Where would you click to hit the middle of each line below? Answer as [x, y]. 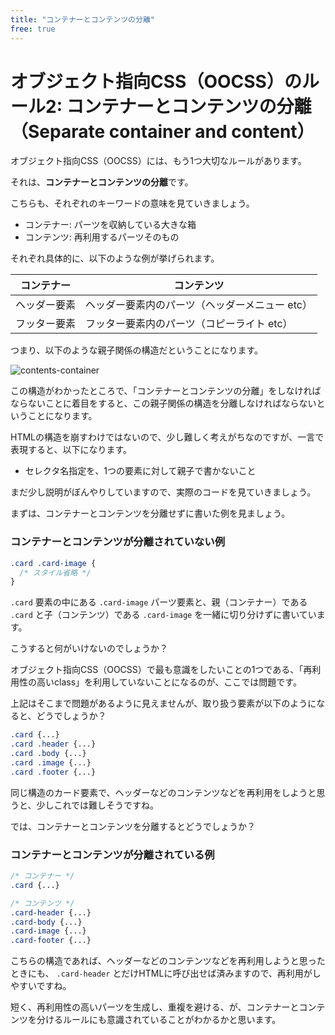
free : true [33, 29]
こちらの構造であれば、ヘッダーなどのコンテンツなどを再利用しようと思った [168, 961]
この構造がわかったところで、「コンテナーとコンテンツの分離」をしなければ [166, 391]
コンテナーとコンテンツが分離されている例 [112, 854]
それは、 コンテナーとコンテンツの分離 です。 [102, 182]
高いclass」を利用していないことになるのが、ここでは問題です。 [169, 682]
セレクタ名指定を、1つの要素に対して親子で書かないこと [140, 471]
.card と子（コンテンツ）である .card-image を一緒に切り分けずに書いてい [163, 615]
